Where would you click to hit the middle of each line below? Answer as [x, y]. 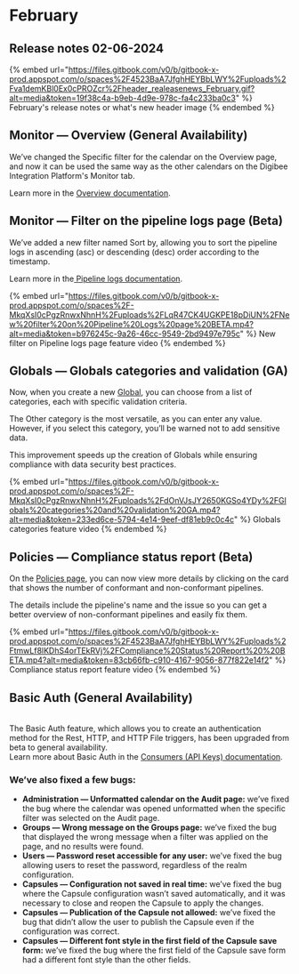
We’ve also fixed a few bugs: [73, 779]
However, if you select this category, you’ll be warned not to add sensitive [145, 429]
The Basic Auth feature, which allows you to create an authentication [135, 728]
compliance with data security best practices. [93, 464]
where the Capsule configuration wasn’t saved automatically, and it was [154, 894]
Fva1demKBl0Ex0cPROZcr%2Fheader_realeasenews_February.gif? [132, 89]
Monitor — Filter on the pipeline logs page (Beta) [146, 221]
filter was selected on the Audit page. [91, 818]
